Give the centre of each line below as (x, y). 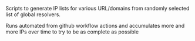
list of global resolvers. (33, 14)
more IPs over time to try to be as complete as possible (72, 32)
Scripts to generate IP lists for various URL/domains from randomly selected (97, 8)
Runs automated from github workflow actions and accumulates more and (95, 26)
